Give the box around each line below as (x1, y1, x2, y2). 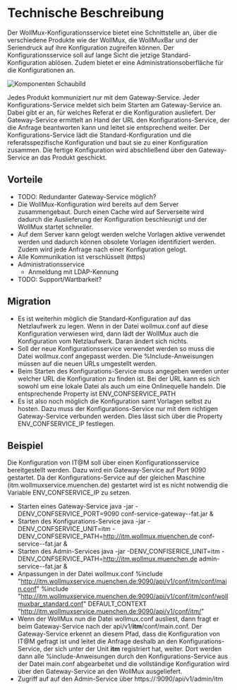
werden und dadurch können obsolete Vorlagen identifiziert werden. (17, 237, 217, 246)
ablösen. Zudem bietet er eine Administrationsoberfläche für (48, 58, 224, 66)
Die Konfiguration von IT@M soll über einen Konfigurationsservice (7, 458, 200, 467)
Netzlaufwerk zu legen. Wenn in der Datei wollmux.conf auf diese (17, 321, 209, 330)
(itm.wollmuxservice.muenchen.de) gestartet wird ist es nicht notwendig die (7, 481, 229, 489)
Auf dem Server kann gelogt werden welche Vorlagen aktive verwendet (17, 230, 226, 238)
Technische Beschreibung (7, 5, 164, 21)
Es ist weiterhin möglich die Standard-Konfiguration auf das (17, 314, 191, 323)
